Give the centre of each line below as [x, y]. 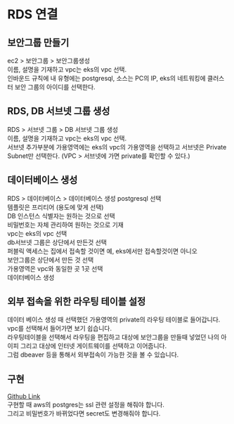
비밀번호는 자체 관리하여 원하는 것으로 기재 [66, 225]
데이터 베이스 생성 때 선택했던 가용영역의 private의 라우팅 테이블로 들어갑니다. [114, 319]
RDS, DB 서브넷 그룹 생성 [59, 111]
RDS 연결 [33, 14]
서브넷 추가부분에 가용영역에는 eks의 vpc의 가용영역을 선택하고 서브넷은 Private [117, 147]
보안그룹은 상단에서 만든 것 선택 [51, 260]
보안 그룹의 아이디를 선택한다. [55, 87]
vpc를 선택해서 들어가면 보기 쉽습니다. [60, 329]
